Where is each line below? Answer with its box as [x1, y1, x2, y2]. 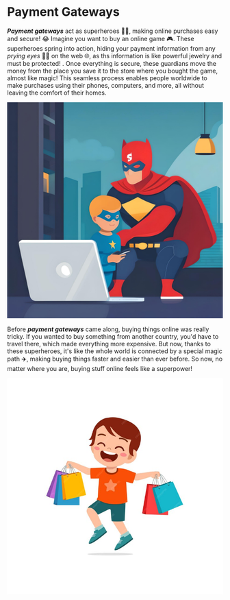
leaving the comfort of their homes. [7, 88, 107, 97]
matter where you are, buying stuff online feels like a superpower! [7, 364, 193, 372]
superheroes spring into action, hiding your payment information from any [7, 44, 216, 52]
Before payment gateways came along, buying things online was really [7, 325, 209, 333]
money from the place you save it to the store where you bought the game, [7, 67, 218, 75]
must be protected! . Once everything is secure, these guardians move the [7, 59, 217, 67]
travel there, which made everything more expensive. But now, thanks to [7, 339, 211, 348]
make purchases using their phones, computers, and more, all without [7, 81, 204, 89]
